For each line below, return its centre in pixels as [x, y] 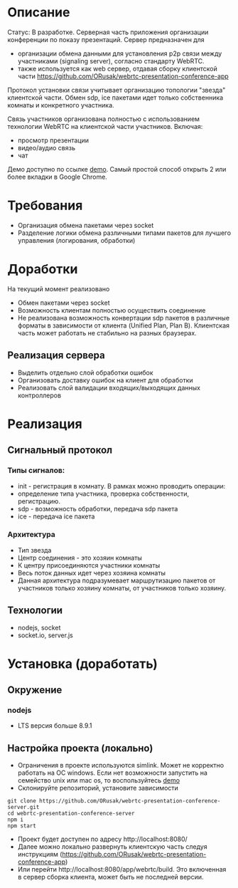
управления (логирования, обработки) [76, 240]
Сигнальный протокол [60, 450]
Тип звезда [34, 550]
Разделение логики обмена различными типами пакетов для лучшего [124, 233]
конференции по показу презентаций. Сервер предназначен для [106, 39]
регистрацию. [39, 501]
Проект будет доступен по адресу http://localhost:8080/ [103, 839]
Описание [39, 12]
